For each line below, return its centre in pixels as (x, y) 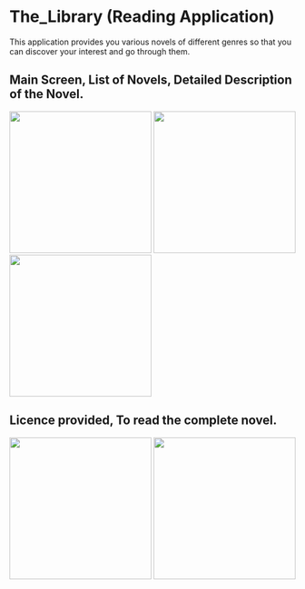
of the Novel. (47, 94)
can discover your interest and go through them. (100, 51)
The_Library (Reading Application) (142, 17)
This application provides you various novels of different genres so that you (151, 42)
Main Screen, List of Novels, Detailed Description (151, 80)
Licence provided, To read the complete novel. (143, 421)
